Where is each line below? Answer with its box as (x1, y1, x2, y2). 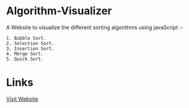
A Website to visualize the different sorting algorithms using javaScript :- (6, 24, 184, 31)
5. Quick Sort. (6, 56, 44, 62)
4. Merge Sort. (6, 50, 44, 57)
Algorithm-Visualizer (6, 4, 112, 18)
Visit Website (6, 95, 39, 102)
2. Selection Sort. (6, 40, 55, 46)
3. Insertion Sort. (6, 46, 55, 52)
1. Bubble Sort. (6, 35, 46, 41)
